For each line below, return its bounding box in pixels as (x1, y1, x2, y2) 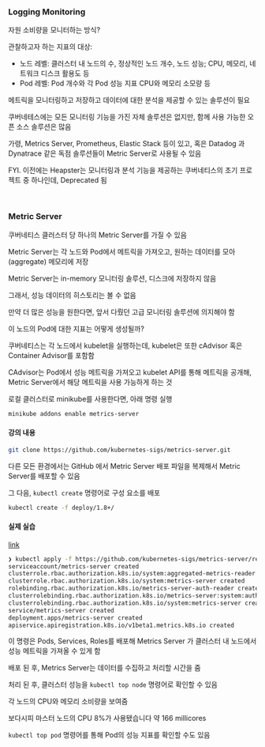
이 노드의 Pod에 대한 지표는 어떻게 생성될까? (8, 323, 144, 334)
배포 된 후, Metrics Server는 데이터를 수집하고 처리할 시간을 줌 (8, 663, 201, 673)
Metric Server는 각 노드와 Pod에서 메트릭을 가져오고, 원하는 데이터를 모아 (8, 247, 236, 256)
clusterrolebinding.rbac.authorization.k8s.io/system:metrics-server (8, 599, 242, 607)
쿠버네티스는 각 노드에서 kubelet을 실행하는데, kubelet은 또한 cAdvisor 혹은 (8, 341, 243, 350)
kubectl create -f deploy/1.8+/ (8, 504, 114, 511)
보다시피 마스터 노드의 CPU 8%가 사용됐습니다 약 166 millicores (8, 714, 207, 723)
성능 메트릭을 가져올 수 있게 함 (8, 647, 101, 656)
